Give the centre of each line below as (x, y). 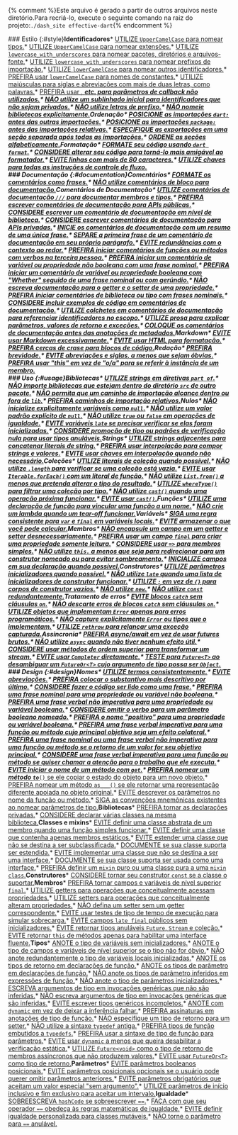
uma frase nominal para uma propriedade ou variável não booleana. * (113, 694)
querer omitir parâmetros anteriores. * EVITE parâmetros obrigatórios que (115, 1078)
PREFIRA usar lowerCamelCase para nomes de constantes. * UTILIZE (106, 77)
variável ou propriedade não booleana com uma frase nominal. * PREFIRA (119, 265)
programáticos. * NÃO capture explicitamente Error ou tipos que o (107, 619)
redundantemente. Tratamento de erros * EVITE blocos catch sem (105, 596)
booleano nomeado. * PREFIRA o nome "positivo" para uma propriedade (117, 717)
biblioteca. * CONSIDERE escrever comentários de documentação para (115, 220)
